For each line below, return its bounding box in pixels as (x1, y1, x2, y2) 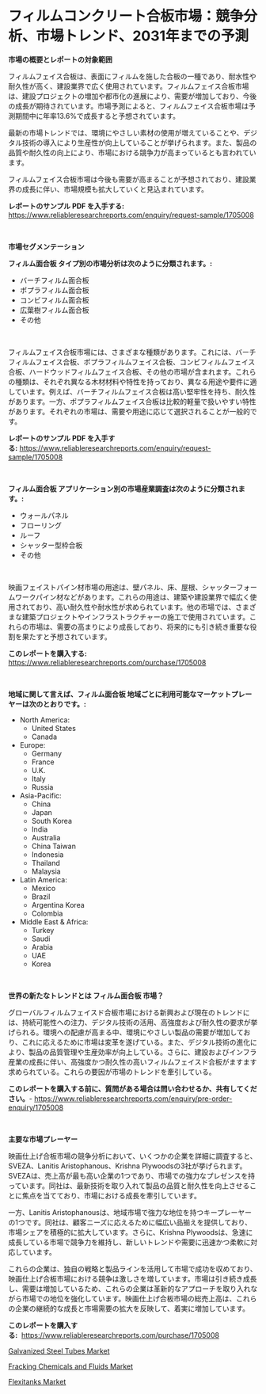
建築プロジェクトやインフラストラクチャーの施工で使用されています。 (21, 611, 250, 622)
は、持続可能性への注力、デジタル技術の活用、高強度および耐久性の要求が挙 (8, 1017, 258, 1026)
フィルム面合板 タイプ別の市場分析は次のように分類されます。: (8, 258, 213, 268)
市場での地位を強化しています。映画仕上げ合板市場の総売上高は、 (21, 1293, 237, 1303)
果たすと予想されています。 (21, 631, 112, 642)
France (31, 757, 55, 767)
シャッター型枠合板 (19, 540, 83, 550)
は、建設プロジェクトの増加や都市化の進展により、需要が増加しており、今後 (8, 91, 257, 101)
